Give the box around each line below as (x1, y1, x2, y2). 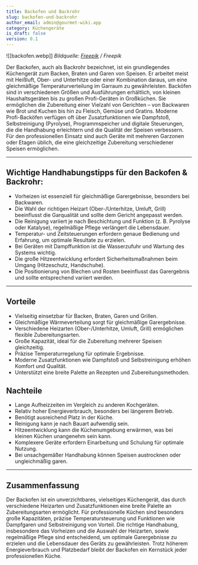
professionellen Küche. (6, 553, 62, 560)
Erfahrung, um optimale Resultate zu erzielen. (14, 236, 126, 244)
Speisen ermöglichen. (6, 145, 60, 152)
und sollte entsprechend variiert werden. (14, 274, 114, 281)
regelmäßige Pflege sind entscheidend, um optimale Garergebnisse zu (6, 534, 177, 541)
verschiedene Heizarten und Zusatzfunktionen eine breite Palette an (6, 502, 172, 510)
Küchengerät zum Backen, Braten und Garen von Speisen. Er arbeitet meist (6, 70, 189, 77)
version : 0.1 (6, 36, 38, 42)
